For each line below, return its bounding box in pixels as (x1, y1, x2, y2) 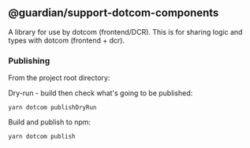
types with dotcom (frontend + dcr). (8, 35, 125, 45)
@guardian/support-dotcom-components (8, 6, 219, 20)
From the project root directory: (8, 73, 110, 83)
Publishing (8, 55, 50, 66)
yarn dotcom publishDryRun (8, 104, 97, 112)
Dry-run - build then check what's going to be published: (8, 88, 193, 98)
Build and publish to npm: (8, 117, 91, 127)
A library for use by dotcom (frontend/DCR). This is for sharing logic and (8, 27, 243, 36)
